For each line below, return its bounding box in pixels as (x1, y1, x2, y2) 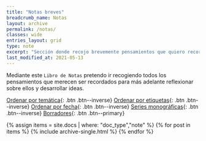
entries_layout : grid (6, 37, 62, 44)
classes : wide (6, 32, 43, 38)
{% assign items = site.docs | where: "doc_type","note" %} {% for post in (6, 121, 191, 129)
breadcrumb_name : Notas (6, 15, 67, 21)
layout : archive (6, 20, 48, 26)
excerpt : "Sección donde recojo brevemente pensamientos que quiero (6, 49, 185, 55)
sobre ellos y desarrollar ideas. (6, 84, 85, 92)
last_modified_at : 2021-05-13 (6, 55, 84, 61)
